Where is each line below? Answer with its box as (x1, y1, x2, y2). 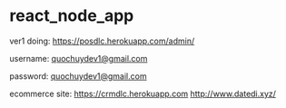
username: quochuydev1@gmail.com (9, 53, 148, 64)
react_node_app (9, 5, 134, 26)
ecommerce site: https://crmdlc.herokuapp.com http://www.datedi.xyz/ (9, 88, 277, 99)
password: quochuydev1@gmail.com (9, 70, 147, 82)
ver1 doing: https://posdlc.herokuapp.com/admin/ (9, 35, 195, 46)
